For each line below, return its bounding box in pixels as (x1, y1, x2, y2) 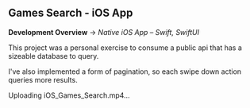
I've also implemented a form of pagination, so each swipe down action (8, 67, 242, 76)
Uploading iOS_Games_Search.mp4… (8, 91, 130, 100)
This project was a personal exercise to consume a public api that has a (8, 43, 242, 52)
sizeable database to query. (8, 51, 99, 60)
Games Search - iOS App (8, 6, 133, 20)
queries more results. (8, 75, 78, 84)
